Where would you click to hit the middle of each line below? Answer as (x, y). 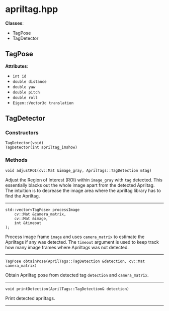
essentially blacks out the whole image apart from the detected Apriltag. (80, 185)
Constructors (22, 133)
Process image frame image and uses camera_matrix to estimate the (75, 237)
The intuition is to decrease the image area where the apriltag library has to (83, 190)
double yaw (24, 87)
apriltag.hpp (32, 9)
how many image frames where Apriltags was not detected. (67, 247)
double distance (29, 81)
